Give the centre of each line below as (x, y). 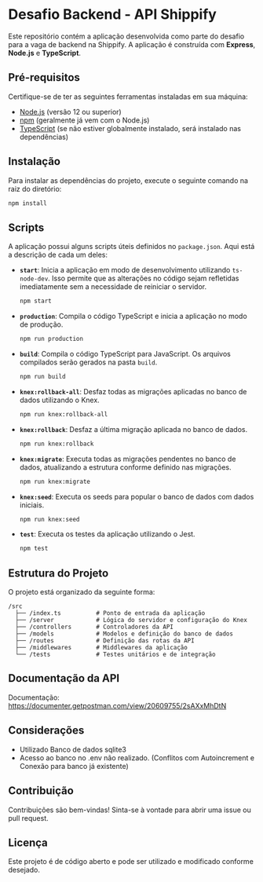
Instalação (35, 161)
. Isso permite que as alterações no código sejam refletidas (144, 278)
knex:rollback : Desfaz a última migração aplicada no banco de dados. (133, 429)
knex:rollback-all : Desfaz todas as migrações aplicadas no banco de (133, 391)
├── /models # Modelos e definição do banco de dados (124, 634)
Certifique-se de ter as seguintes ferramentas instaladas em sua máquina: (128, 97)
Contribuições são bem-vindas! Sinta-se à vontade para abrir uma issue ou (130, 810)
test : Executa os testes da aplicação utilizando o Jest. (107, 534)
